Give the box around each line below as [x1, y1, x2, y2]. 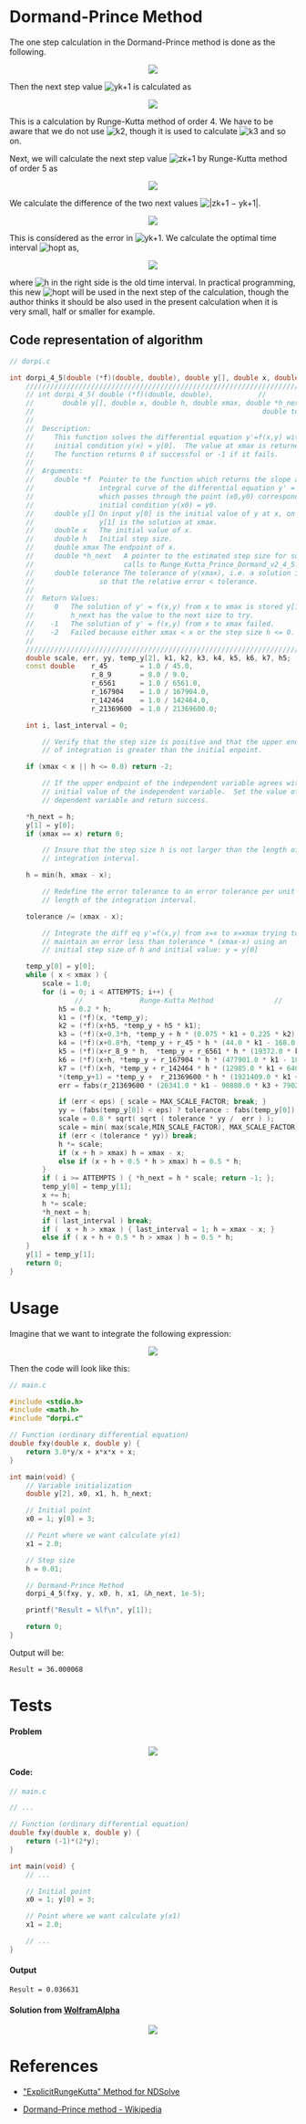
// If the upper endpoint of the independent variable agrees [42, 779, 283, 788]
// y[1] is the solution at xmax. [25, 518, 219, 527]
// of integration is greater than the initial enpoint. [42, 746, 262, 755]
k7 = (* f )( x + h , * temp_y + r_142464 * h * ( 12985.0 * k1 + [57, 1064, 283, 1073]
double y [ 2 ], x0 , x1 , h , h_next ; [25, 1489, 153, 1498]
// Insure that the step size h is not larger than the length [42, 846, 287, 855]
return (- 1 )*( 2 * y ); [25, 1837, 100, 1846]
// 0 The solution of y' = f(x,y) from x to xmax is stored [25, 603, 283, 612]
